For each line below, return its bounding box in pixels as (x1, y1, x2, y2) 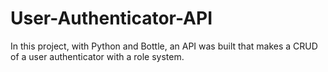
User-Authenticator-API (10, 7, 213, 30)
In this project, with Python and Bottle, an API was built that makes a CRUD (10, 40, 318, 52)
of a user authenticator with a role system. (10, 50, 185, 62)
